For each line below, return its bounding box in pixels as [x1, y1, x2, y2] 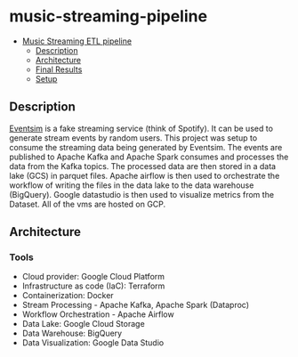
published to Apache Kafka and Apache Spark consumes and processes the [9, 151, 289, 162]
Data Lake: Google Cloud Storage [21, 319, 145, 329]
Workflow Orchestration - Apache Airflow [21, 309, 175, 320]
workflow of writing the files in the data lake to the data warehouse [9, 180, 254, 191]
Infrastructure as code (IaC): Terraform [21, 280, 165, 291]
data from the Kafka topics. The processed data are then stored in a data [9, 160, 277, 171]
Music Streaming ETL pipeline [21, 36, 132, 46]
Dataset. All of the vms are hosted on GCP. [9, 199, 166, 209]
